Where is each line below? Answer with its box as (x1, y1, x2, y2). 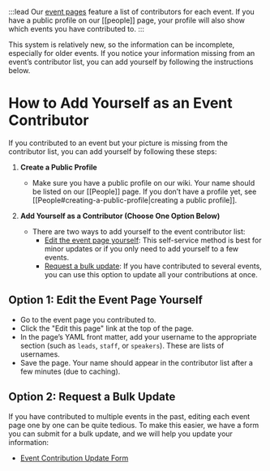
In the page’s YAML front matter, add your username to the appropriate (19, 332, 257, 341)
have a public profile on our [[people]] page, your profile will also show (8, 15, 246, 25)
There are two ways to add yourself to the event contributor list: (32, 226, 246, 236)
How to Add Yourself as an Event (8, 94, 233, 113)
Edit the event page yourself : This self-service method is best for (44, 235, 262, 245)
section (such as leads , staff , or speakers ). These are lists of (19, 340, 225, 350)
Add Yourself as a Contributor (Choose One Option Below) (19, 211, 221, 221)
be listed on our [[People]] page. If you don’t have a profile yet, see (32, 186, 257, 196)
